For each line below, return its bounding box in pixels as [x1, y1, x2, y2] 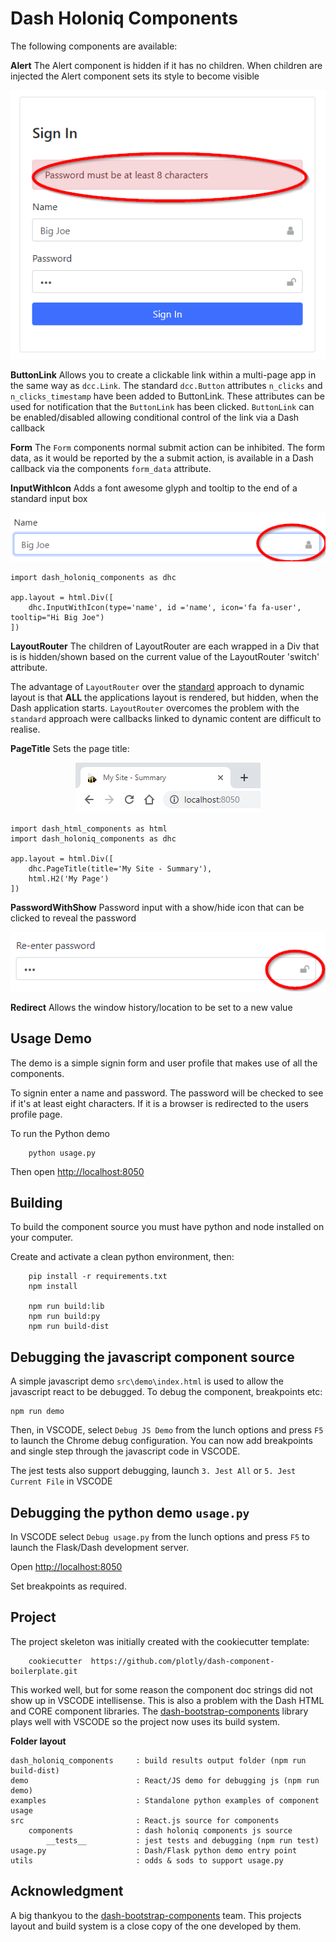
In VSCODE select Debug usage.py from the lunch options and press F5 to [10, 1530, 310, 1542]
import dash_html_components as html [10, 823, 168, 834]
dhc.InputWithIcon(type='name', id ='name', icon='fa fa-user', [28, 602, 302, 612]
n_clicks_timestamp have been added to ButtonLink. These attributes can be [10, 390, 325, 402]
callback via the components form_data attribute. [10, 463, 212, 475]
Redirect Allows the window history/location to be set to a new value [10, 1001, 293, 1013]
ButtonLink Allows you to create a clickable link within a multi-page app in [10, 369, 317, 381]
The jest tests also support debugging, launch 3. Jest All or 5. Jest [10, 1465, 297, 1477]
